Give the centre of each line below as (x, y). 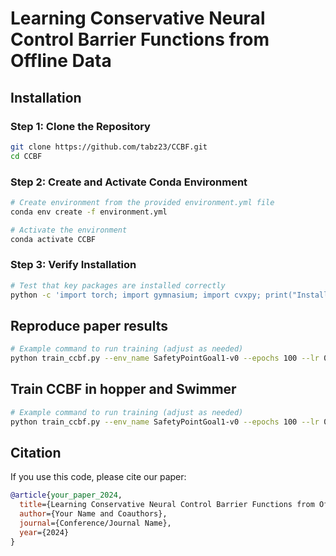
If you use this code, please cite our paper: (98, 477)
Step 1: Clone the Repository (80, 126)
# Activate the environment (69, 230)
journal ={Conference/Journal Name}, (95, 523)
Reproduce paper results (89, 325)
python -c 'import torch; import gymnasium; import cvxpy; (136, 295)
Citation (36, 452)
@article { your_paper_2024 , (66, 495)
